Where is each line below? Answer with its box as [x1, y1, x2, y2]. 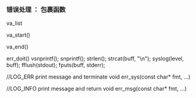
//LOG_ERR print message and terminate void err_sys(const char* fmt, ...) [6, 73, 191, 80]
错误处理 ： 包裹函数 [6, 5, 66, 13]
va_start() [6, 32, 31, 39]
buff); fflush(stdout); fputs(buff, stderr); [6, 61, 106, 69]
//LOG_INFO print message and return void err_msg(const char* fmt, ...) [6, 85, 187, 93]
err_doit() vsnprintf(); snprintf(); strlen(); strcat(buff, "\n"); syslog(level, [6, 55, 184, 62]
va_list [6, 19, 23, 27]
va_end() [6, 43, 29, 51]
